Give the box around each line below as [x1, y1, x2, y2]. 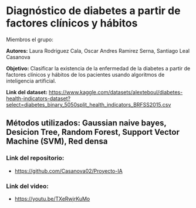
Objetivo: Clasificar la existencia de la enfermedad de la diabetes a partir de [6, 64, 191, 71]
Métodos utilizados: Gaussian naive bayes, [6, 118, 167, 128]
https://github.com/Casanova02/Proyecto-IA [14, 167, 123, 174]
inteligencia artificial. [6, 77, 56, 84]
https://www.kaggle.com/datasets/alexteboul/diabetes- [49, 88, 183, 96]
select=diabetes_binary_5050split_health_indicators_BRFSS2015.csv [6, 101, 171, 108]
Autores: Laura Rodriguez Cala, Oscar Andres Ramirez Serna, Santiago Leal [6, 47, 190, 54]
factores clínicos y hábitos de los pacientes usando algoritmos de [6, 71, 165, 78]
